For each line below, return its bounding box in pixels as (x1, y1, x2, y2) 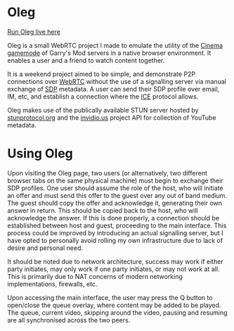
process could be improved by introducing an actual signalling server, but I (7, 228, 223, 237)
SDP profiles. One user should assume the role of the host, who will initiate (7, 184, 223, 192)
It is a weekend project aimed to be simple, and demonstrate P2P (7, 70, 196, 78)
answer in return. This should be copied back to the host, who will (7, 206, 198, 215)
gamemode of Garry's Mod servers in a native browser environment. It (7, 49, 212, 57)
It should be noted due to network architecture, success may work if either (7, 257, 223, 266)
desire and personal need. (7, 244, 83, 252)
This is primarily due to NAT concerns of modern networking (7, 272, 183, 280)
